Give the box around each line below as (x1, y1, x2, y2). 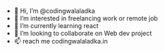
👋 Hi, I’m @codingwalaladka (13, 7, 95, 15)
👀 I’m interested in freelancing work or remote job (13, 14, 159, 22)
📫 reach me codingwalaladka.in (13, 37, 108, 45)
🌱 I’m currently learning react (13, 22, 99, 30)
